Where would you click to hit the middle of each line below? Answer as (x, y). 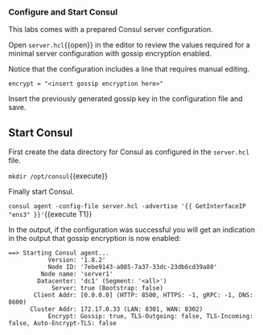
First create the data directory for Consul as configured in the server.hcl (129, 152)
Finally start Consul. (41, 192)
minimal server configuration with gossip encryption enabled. (110, 54)
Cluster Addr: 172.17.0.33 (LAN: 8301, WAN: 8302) (116, 309)
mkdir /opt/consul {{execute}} (58, 176)
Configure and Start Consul (63, 12)
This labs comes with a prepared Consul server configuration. (111, 30)
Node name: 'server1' (77, 274)
